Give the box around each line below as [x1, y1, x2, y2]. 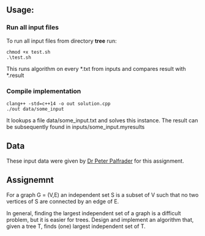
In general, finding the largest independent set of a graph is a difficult [6, 209, 182, 216]
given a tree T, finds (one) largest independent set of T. [6, 223, 146, 230]
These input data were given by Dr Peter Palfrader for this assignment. [6, 157, 185, 164]
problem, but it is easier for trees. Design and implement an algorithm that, [6, 216, 194, 223]
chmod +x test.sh [6, 49, 51, 55]
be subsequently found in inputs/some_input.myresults [6, 123, 145, 130]
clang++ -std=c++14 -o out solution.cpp [6, 100, 111, 106]
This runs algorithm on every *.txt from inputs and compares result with [6, 65, 187, 72]
